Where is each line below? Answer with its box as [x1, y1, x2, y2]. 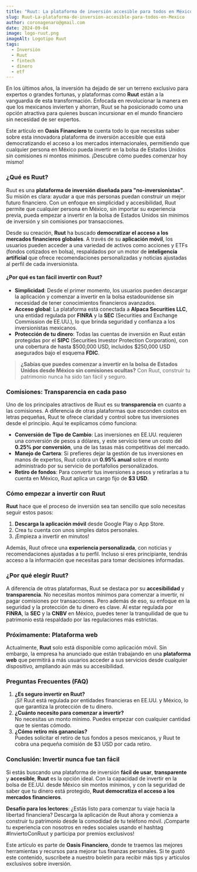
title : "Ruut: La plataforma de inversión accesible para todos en [6, 8, 175, 15]
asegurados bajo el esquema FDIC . [14, 349, 100, 356]
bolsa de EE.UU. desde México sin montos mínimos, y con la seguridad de [6, 781, 185, 788]
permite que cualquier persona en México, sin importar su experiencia [6, 205, 176, 212]
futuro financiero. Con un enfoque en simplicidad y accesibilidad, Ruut [6, 199, 176, 206]
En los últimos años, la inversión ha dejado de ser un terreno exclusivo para [6, 85, 189, 92]
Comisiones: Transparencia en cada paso [6, 388, 127, 396]
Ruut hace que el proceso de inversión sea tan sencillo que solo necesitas [6, 503, 186, 510]
